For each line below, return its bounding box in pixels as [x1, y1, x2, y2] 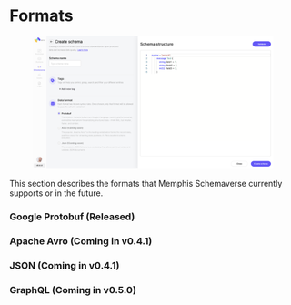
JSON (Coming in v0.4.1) [9, 259, 120, 272]
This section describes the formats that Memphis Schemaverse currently [9, 178, 283, 189]
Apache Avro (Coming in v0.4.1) [9, 235, 153, 248]
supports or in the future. [9, 188, 104, 198]
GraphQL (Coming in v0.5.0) [9, 284, 136, 297]
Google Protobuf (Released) [9, 210, 135, 223]
